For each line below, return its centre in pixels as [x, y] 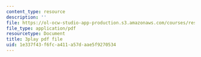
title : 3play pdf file [34, 39]
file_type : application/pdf [41, 28]
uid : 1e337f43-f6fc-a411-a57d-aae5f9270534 [61, 45]
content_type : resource [36, 12]
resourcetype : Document [36, 34]
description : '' [26, 17]
